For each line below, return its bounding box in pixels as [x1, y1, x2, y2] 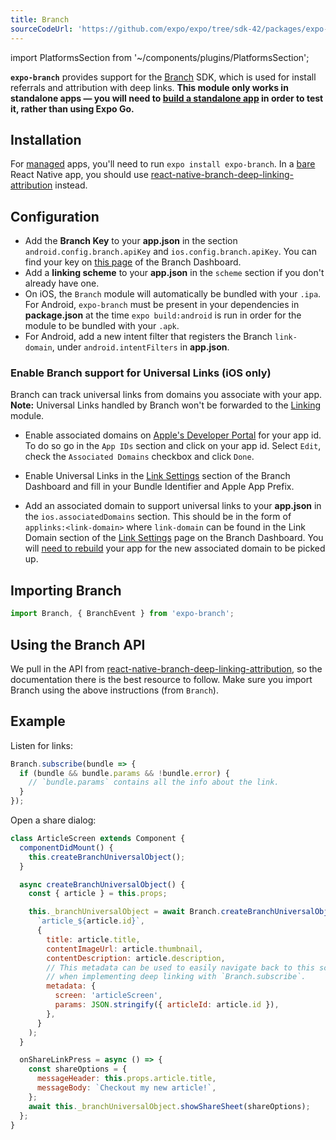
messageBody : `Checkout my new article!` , [36, 1083, 217, 1093]
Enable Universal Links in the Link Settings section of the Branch [24, 470, 291, 482]
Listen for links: [10, 739, 74, 751]
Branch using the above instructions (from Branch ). [10, 684, 219, 696]
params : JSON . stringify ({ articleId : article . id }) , [54, 1000, 280, 1010]
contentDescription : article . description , [46, 953, 226, 963]
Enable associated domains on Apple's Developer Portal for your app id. [24, 429, 322, 441]
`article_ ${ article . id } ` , [36, 916, 145, 926]
